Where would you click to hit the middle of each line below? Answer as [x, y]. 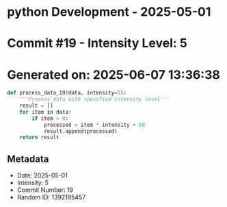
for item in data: [45, 112]
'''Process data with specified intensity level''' [94, 99]
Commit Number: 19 [45, 190]
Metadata [28, 159]
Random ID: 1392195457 [51, 197]
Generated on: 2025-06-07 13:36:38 [114, 74]
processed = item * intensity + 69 [94, 125]
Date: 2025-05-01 [42, 175]
